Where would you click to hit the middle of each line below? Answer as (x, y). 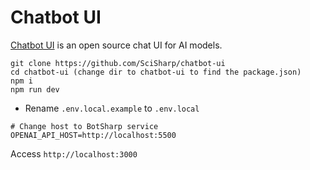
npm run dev (35, 89)
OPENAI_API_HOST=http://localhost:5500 (93, 135)
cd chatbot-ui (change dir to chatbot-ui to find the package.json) (156, 72)
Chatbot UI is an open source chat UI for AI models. (116, 45)
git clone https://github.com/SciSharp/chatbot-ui (118, 63)
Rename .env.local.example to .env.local (112, 108)
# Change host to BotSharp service (84, 126)
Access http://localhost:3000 (74, 153)
